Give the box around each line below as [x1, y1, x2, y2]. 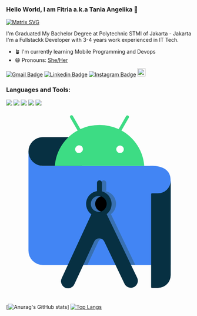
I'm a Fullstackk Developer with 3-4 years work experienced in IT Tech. [6, 37, 179, 44]
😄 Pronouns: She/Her [14, 57, 68, 64]
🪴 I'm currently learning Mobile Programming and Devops [14, 48, 156, 55]
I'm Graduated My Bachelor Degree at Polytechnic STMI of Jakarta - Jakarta [6, 30, 192, 37]
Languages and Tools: [6, 85, 71, 94]
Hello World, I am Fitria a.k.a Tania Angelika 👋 [6, 5, 138, 14]
